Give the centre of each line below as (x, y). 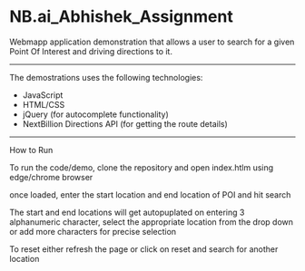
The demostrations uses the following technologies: (106, 77)
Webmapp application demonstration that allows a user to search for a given (152, 42)
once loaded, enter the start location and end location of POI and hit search (150, 194)
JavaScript (43, 95)
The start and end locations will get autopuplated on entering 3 (127, 212)
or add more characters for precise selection (93, 231)
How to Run (31, 150)
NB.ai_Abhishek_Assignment (121, 17)
